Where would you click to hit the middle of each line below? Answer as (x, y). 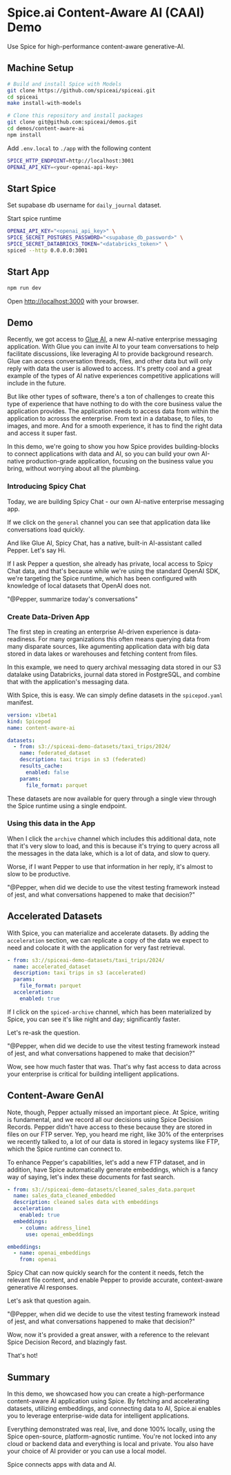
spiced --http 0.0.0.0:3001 (48, 250)
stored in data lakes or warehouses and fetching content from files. (102, 654)
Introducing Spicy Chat (47, 486)
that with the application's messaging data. (68, 681)
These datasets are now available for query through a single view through (112, 799)
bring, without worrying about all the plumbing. (74, 469)
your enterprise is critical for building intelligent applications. (93, 1074)
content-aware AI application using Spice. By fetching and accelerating (108, 1401)
